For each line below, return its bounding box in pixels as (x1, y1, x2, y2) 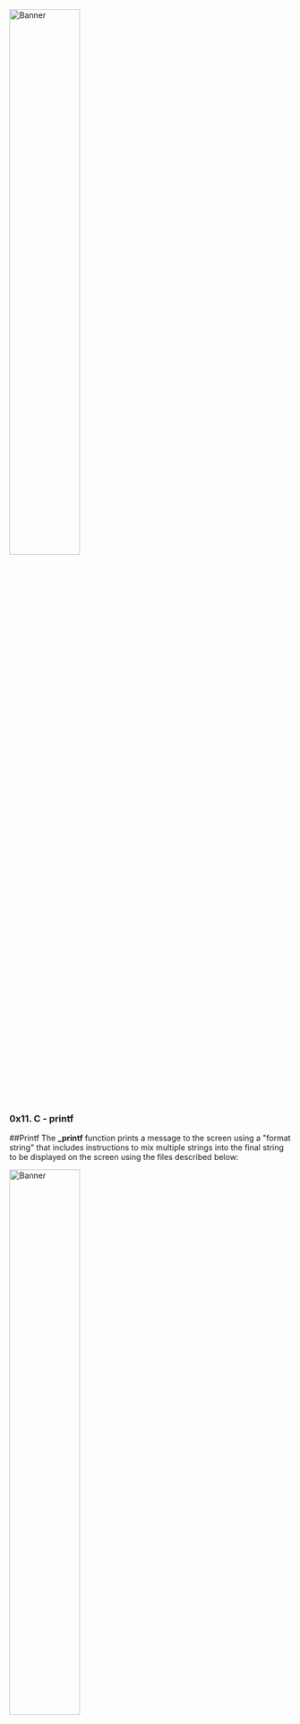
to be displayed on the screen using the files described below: (9, 1152, 239, 1163)
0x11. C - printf (9, 1112, 74, 1124)
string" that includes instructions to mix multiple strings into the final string (9, 1142, 285, 1153)
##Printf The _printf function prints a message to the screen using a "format (9, 1132, 291, 1144)
